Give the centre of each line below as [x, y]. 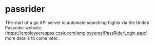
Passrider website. [24, 27]
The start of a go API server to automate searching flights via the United [77, 22]
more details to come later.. [32, 38]
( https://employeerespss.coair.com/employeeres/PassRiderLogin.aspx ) [77, 33]
